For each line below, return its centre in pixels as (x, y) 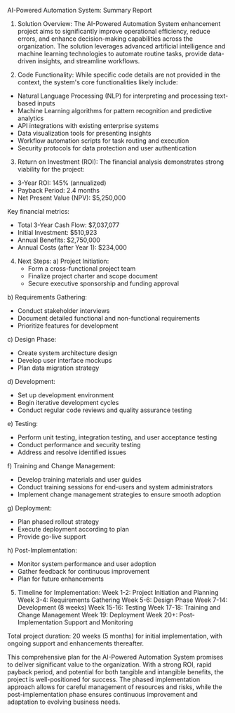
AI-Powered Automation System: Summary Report (80, 10)
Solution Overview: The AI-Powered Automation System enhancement (119, 24)
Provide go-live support (52, 537)
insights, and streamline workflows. (89, 61)
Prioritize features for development (68, 326)
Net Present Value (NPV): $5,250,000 (72, 198)
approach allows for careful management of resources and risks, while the (115, 687)
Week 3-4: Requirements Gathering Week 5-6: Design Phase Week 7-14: (122, 600)
